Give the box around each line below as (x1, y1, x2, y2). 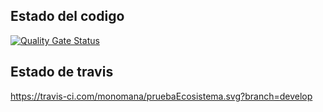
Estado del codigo (10, 8, 125, 25)
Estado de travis (10, 64, 114, 81)
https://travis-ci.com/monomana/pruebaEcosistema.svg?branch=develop (10, 90, 313, 102)
